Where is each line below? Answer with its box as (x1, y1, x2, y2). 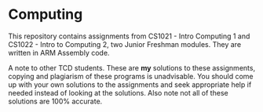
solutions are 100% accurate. (8, 96, 103, 106)
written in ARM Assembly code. (8, 48, 110, 57)
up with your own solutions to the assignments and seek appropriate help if (8, 80, 252, 89)
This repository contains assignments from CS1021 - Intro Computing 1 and (8, 31, 250, 41)
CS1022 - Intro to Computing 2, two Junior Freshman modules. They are (8, 39, 242, 49)
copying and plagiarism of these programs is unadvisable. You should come (8, 71, 254, 81)
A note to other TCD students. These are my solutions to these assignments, (8, 63, 256, 72)
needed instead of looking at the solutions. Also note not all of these (8, 88, 229, 97)
